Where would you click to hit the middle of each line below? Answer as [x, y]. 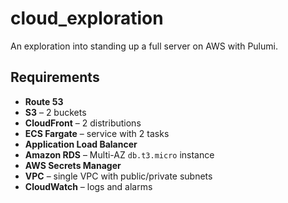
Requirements [55, 77]
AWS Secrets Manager [73, 165]
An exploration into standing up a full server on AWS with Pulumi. [144, 46]
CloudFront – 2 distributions [83, 123]
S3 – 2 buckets [55, 112]
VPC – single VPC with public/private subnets [118, 176]
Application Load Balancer [81, 144]
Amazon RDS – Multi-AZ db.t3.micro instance [119, 154]
